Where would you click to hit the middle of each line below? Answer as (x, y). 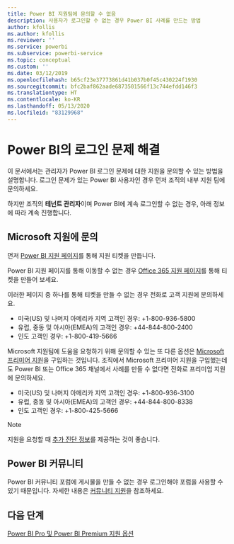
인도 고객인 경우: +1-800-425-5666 (68, 410)
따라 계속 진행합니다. (43, 212)
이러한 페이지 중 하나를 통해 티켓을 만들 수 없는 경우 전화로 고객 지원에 (103, 294)
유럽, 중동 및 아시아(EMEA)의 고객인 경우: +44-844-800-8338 (105, 402)
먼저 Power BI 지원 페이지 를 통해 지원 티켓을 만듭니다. (81, 255)
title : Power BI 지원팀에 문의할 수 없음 (62, 14)
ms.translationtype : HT (42, 93)
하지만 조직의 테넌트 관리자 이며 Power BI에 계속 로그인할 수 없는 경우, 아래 (110, 203)
